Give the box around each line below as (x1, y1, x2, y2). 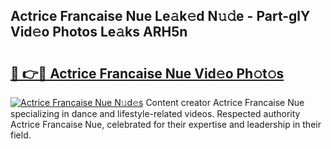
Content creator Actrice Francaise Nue (145, 97, 305, 108)
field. (10, 129, 32, 141)
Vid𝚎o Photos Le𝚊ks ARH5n (10, 24, 188, 41)
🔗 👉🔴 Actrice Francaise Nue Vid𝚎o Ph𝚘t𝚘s (10, 65, 285, 82)
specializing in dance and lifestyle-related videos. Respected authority (10, 108, 301, 119)
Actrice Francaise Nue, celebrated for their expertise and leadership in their (10, 119, 322, 130)
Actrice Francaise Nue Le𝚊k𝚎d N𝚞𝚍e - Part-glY (10, 8, 311, 25)
